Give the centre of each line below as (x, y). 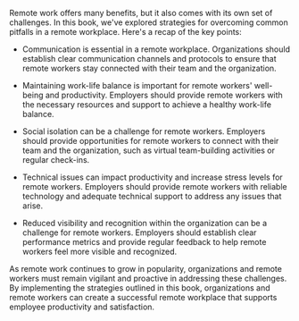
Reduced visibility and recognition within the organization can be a (145, 223)
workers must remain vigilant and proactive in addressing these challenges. (148, 278)
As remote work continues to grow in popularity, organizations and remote (146, 269)
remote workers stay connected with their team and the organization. (149, 68)
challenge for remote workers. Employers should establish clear (139, 232)
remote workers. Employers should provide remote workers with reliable (154, 186)
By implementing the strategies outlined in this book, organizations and (140, 288)
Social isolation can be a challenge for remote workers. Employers (144, 131)
